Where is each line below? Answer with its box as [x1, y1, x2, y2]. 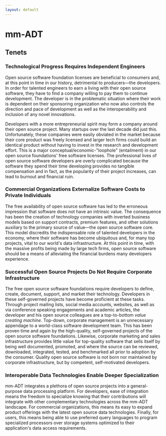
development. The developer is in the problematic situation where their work [5, 95, 161, 102]
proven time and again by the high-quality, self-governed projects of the [5, 328, 153, 334]
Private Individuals [5, 192, 51, 199]
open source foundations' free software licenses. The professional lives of [5, 152, 157, 159]
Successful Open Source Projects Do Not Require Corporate [5, 268, 152, 275]
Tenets [5, 48, 27, 57]
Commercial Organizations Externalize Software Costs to [5, 186, 145, 193]
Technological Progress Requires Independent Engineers [5, 63, 145, 70]
